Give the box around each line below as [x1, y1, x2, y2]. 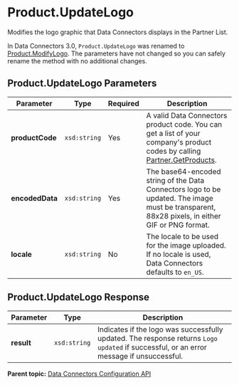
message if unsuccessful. [97, 351, 184, 361]
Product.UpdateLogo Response [7, 291, 150, 303]
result [11, 337, 32, 347]
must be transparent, [146, 202, 216, 212]
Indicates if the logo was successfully [97, 325, 223, 334]
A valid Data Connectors [146, 110, 228, 120]
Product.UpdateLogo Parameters [7, 78, 157, 90]
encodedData [11, 193, 58, 203]
